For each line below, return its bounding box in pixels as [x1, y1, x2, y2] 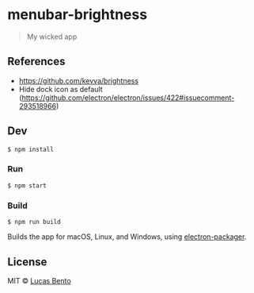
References [7, 55, 66, 68]
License [7, 255, 47, 268]
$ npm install [7, 145, 55, 153]
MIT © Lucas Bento [7, 276, 72, 285]
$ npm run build [7, 218, 61, 226]
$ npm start [7, 181, 47, 190]
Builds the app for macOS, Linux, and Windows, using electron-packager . [7, 232, 247, 241]
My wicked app [26, 32, 78, 41]
